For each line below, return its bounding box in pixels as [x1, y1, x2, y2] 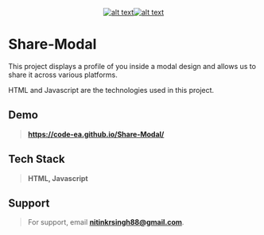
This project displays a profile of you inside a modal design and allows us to [8, 61, 257, 71]
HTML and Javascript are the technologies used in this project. [8, 85, 215, 94]
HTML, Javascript [27, 173, 89, 183]
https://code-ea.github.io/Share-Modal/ [27, 129, 165, 139]
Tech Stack [8, 152, 65, 166]
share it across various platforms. [8, 70, 118, 79]
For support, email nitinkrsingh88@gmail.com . [27, 218, 184, 227]
